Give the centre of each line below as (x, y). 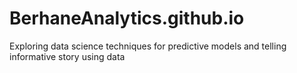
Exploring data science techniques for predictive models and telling (148, 46)
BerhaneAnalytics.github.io (127, 18)
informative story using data (67, 56)
